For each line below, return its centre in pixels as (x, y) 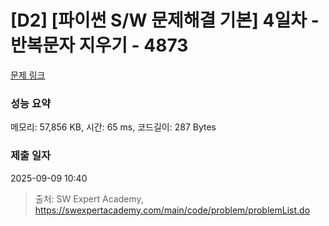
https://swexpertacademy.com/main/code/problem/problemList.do (172, 210)
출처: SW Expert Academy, (89, 198)
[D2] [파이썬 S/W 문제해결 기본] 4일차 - (165, 20)
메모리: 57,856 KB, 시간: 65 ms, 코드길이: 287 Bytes (113, 127)
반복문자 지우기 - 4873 (99, 45)
